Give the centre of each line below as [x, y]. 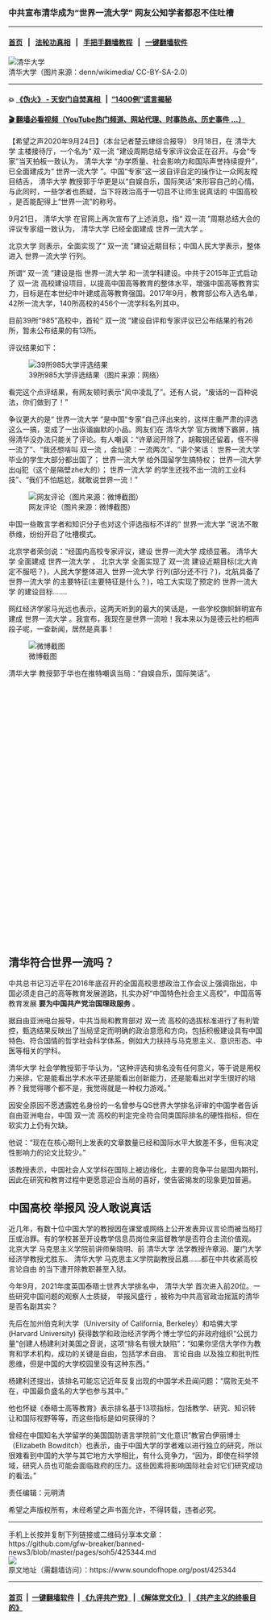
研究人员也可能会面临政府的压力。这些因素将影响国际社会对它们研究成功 [142, 1465]
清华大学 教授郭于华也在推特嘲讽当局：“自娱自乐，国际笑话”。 [112, 673]
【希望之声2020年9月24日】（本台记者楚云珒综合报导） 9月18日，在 [121, 141]
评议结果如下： [33, 348]
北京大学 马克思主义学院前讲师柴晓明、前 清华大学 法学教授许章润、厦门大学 [135, 1248]
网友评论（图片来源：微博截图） [81, 507]
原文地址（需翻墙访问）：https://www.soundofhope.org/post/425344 [122, 1569]
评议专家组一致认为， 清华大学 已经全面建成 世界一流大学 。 [108, 229]
